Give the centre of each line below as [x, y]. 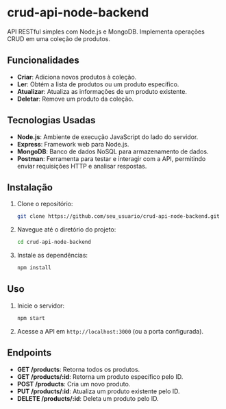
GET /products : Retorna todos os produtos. [78, 369]
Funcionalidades [43, 61]
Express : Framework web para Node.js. [73, 144]
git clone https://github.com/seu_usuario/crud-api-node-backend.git [118, 216]
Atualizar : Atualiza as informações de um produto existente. [102, 91]
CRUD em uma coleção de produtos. [59, 38]
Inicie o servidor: [41, 306]
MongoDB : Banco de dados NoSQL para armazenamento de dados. [113, 151]
